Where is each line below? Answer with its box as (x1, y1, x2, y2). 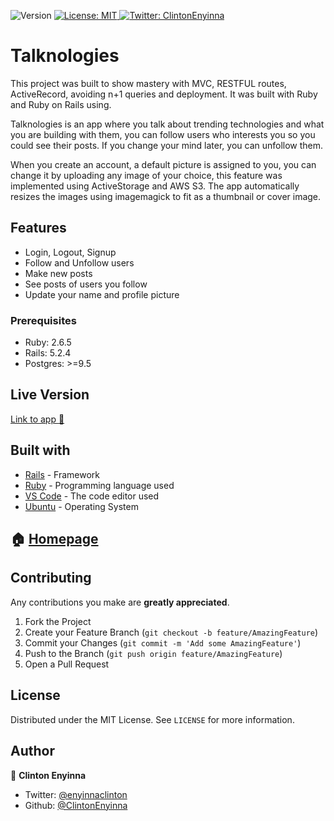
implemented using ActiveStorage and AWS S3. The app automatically (10, 180, 300, 192)
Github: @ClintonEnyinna (24, 799, 128, 811)
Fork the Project (24, 615, 92, 627)
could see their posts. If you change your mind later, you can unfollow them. (10, 139, 324, 151)
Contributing (10, 570, 92, 587)
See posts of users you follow (24, 278, 148, 290)
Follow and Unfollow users (24, 256, 135, 269)
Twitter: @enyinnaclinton (24, 788, 128, 800)
